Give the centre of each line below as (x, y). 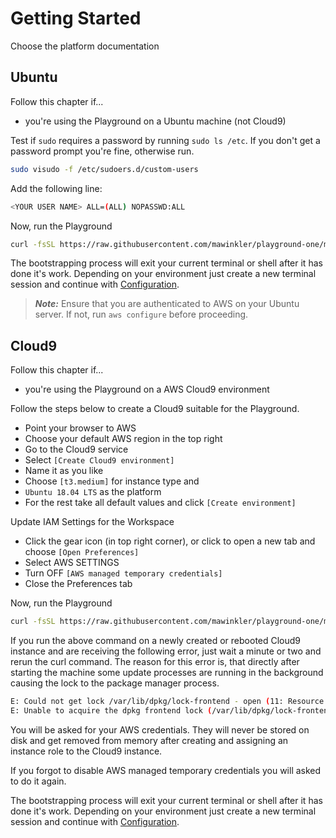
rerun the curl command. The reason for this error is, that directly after (155, 662)
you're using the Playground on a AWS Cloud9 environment (147, 389)
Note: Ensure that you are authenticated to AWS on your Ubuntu (167, 304)
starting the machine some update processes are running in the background (167, 673)
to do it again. (38, 781)
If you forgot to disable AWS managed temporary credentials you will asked (166, 770)
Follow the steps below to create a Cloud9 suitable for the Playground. (155, 409)
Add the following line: (56, 188)
